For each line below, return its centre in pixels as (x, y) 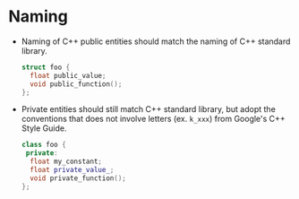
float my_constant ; (66, 162)
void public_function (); (76, 84)
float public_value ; (68, 75)
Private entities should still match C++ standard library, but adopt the (149, 109)
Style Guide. (44, 128)
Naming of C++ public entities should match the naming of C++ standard (156, 41)
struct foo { (46, 67)
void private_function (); (78, 178)
